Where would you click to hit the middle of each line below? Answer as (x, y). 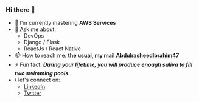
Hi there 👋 (21, 10)
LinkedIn (34, 87)
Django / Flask (42, 42)
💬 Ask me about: (35, 29)
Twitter (33, 93)
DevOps (34, 36)
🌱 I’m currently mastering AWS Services (65, 23)
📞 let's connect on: (37, 80)
